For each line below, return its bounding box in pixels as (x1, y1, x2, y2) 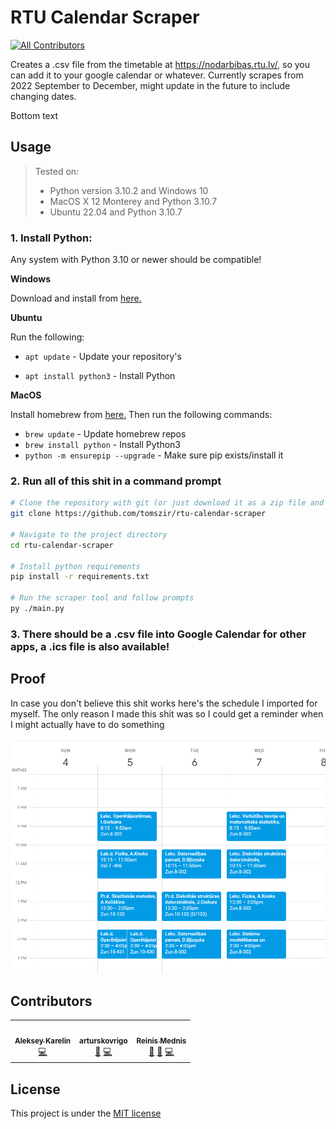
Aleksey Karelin (14, 1036, 72, 1046)
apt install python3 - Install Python (24, 370, 176, 382)
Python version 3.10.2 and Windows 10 (49, 184, 209, 196)
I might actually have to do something (10, 718, 165, 730)
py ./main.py (10, 604, 65, 614)
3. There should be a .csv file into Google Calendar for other (10, 627, 307, 641)
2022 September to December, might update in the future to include (10, 79, 291, 91)
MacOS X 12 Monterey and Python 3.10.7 (49, 195, 218, 207)
